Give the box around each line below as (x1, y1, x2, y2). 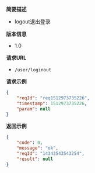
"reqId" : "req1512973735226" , (16, 95, 90, 101)
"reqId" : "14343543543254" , (16, 151, 85, 157)
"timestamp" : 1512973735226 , (16, 101, 87, 106)
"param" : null (16, 106, 51, 112)
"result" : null (16, 156, 54, 162)
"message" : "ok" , (16, 146, 59, 151)
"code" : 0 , (16, 140, 43, 146)
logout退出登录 (14, 18, 51, 25)
